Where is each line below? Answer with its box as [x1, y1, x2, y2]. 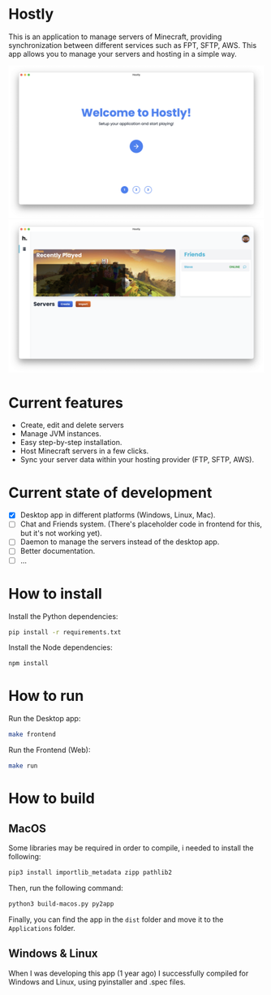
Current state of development [8, 483, 213, 502]
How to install [8, 584, 103, 603]
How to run [8, 687, 84, 705]
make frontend [8, 730, 57, 739]
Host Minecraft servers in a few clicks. [19, 446, 149, 456]
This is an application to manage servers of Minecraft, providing [8, 32, 222, 41]
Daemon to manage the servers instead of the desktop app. [19, 537, 220, 547]
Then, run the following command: [8, 883, 123, 893]
